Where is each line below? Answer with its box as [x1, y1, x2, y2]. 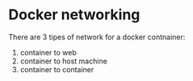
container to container [19, 64, 94, 74]
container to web [19, 47, 77, 57]
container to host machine [19, 56, 107, 66]
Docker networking [8, 6, 141, 24]
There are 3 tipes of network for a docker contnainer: [8, 32, 186, 42]
